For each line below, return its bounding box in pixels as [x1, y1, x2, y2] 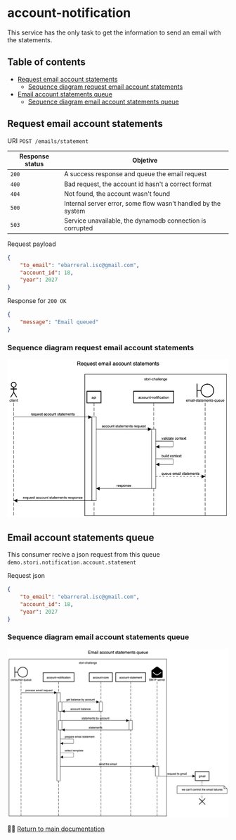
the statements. [7, 35, 53, 44]
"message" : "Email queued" [20, 319, 99, 326]
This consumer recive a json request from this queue [7, 550, 160, 558]
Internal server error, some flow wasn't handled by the [64, 199, 221, 208]
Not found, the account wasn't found [64, 189, 171, 198]
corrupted [64, 224, 93, 233]
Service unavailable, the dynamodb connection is [64, 216, 206, 225]
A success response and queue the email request [64, 170, 207, 178]
